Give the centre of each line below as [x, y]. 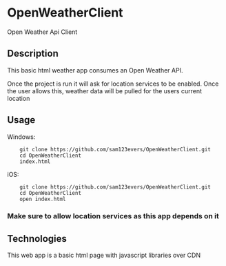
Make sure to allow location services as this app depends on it [113, 216]
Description [33, 54]
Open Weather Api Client [42, 32]
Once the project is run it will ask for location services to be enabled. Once [113, 84]
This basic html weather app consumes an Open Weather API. [95, 70]
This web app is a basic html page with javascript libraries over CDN [104, 255]
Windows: [21, 137]
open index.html [43, 199]
